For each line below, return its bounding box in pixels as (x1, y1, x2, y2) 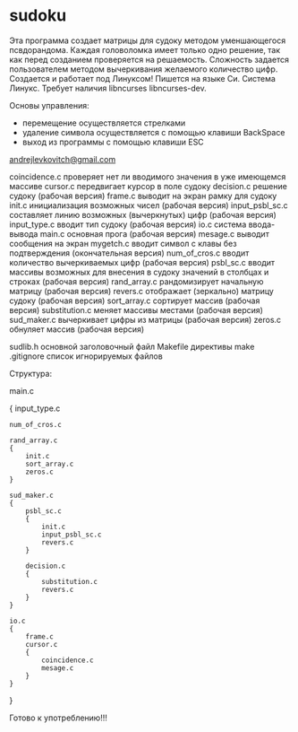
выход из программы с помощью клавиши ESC (21, 136, 204, 147)
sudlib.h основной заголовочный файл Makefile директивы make (9, 341, 255, 352)
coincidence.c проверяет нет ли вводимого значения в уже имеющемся (9, 171, 286, 182)
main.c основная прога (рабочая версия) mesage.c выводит (39, 228, 270, 239)
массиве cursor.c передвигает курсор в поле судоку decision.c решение (9, 180, 288, 191)
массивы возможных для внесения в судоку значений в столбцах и (9, 266, 269, 277)
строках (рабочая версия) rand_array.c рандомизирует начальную (9, 275, 264, 287)
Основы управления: (9, 100, 89, 110)
